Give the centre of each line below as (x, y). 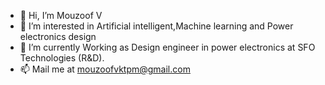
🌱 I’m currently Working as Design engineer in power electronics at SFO (167, 47)
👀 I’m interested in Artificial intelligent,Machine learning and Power (156, 26)
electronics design (58, 36)
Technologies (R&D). (62, 58)
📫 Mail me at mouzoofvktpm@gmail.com (105, 69)
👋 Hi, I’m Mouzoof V (61, 15)
